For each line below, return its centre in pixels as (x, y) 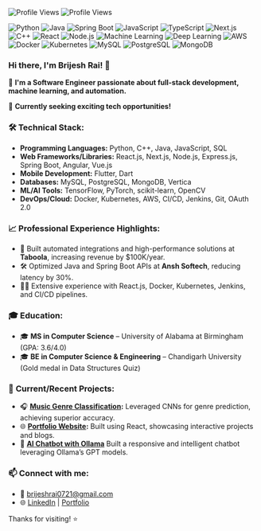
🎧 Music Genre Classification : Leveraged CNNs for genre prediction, (135, 407)
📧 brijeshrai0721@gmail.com (66, 494)
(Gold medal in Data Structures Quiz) (80, 368)
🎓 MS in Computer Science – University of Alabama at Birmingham (132, 336)
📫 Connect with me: (49, 474)
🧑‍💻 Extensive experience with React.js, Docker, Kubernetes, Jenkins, (132, 286)
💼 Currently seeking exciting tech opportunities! (90, 107)
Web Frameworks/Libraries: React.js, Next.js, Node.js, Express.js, (129, 156)
